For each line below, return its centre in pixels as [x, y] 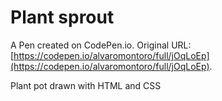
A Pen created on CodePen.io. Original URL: [101, 45]
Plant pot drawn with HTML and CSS [86, 85]
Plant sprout [62, 17]
